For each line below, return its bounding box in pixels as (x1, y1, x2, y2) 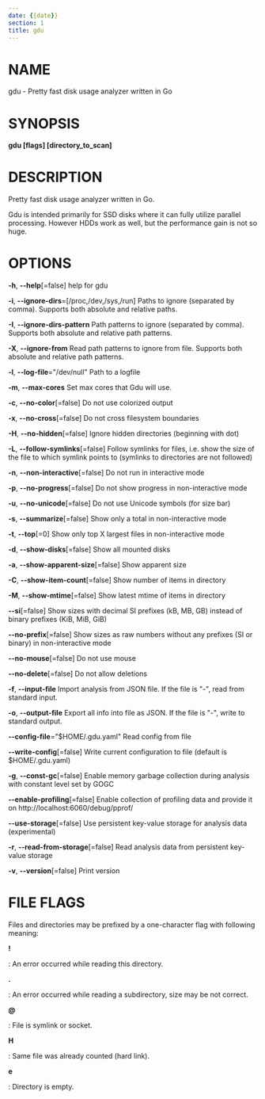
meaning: (8, 929, 39, 938)
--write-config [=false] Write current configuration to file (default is (8, 747, 228, 757)
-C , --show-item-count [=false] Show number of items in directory (8, 575, 226, 585)
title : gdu (8, 26, 44, 34)
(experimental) (8, 827, 56, 837)
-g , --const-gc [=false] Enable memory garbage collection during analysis (8, 771, 250, 780)
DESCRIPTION (8, 168, 103, 186)
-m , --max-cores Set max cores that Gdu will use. (8, 383, 172, 392)
